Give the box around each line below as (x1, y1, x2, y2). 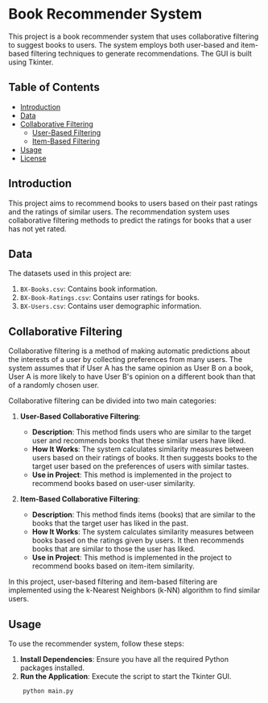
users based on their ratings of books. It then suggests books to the (31, 453, 258, 463)
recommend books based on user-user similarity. (31, 479, 196, 489)
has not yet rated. (8, 223, 67, 234)
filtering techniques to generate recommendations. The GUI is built (31, 48, 252, 58)
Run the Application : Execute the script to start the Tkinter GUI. (19, 672, 232, 681)
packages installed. (19, 663, 85, 672)
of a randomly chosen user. (8, 381, 99, 390)
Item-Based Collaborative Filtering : (19, 494, 141, 504)
